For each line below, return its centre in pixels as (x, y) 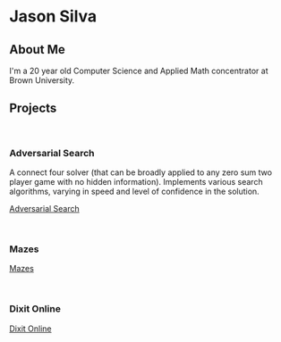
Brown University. (42, 80)
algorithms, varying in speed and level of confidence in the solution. (134, 192)
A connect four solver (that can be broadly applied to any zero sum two (141, 172)
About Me (37, 50)
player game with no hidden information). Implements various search (136, 182)
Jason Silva (53, 17)
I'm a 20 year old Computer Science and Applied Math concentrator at (139, 71)
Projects (33, 108)
